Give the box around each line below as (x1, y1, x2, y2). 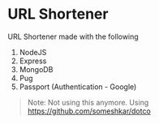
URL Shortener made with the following (7, 32, 139, 41)
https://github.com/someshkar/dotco (27, 106, 151, 116)
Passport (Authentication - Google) (19, 82, 137, 92)
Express (19, 56, 47, 66)
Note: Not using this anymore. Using (27, 97, 149, 107)
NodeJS (19, 47, 47, 57)
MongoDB (19, 64, 54, 74)
